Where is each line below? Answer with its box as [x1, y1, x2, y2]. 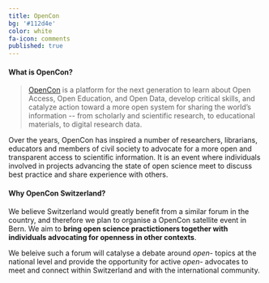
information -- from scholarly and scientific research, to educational [28, 111, 255, 121]
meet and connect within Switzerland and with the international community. [8, 265, 261, 275]
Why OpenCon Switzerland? [8, 188, 106, 198]
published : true [8, 42, 63, 50]
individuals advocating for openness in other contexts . [8, 232, 197, 242]
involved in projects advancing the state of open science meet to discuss [8, 161, 253, 171]
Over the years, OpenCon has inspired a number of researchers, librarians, [8, 135, 258, 145]
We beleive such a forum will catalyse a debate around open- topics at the [8, 248, 257, 258]
